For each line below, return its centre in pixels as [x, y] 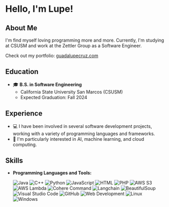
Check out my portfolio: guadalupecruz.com [52, 55]
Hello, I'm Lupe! [39, 9]
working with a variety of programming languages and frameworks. [84, 134]
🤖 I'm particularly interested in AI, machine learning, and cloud [78, 139]
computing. [25, 144]
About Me [21, 28]
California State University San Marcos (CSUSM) [71, 92]
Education [22, 72]
